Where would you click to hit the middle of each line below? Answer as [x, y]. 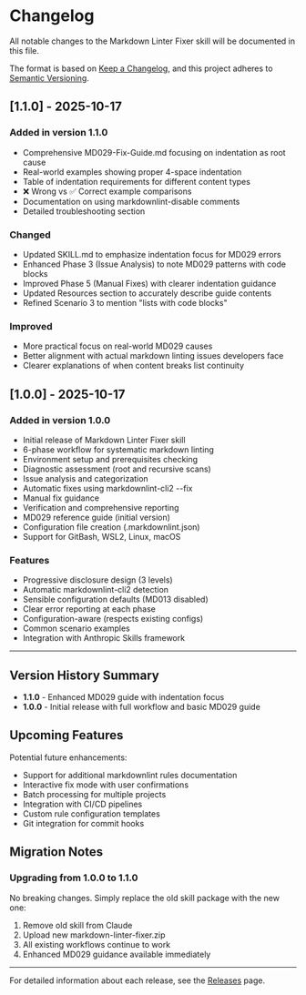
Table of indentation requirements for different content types [136, 181]
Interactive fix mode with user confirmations [106, 785]
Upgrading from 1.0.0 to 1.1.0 [74, 878]
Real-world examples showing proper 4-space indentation [132, 172]
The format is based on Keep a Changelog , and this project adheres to [141, 68]
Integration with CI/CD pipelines [82, 804]
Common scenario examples [76, 628]
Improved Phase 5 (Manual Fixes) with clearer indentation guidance [149, 283]
